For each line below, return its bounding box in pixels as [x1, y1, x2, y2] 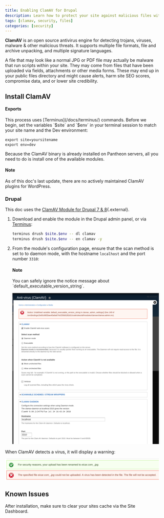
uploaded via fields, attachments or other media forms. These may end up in [5, 68, 159, 73]
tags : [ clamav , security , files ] [5, 18, 73, 23]
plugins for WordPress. [5, 184, 51, 189]
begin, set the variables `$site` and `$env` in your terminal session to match [5, 122, 157, 128]
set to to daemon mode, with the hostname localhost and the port [12, 251, 145, 257]
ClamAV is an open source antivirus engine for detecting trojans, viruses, [5, 37, 153, 44]
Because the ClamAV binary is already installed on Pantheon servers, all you [5, 151, 159, 157]
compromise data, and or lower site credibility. [5, 78, 99, 84]
